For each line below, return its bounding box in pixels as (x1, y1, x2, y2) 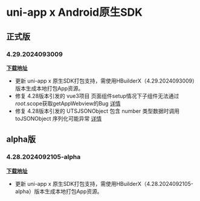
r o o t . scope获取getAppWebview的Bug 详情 (15, 100, 121, 107)
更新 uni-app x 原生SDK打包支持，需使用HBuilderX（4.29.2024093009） (15, 77, 195, 85)
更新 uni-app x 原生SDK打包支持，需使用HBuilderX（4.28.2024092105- (15, 180, 193, 187)
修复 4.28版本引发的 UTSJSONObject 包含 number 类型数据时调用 (15, 107, 180, 115)
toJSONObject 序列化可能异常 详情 (15, 115, 102, 122)
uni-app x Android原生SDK (6, 5, 143, 19)
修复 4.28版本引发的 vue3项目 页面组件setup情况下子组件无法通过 (15, 92, 179, 100)
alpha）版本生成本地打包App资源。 (15, 188, 103, 195)
